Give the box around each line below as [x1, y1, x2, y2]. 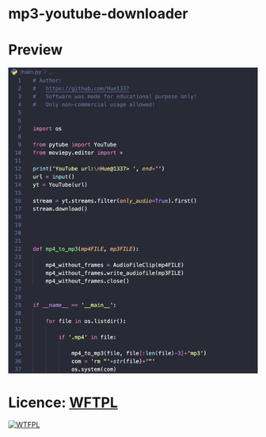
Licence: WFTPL [8, 393, 119, 412]
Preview [8, 41, 63, 59]
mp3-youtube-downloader [8, 5, 188, 23]
